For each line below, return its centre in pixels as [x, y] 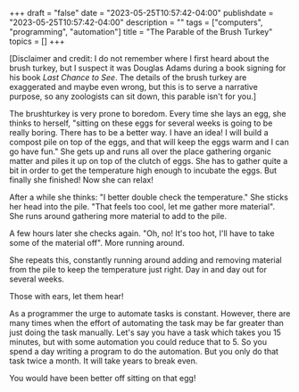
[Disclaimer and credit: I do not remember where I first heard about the [139, 58]
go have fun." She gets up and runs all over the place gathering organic [141, 151]
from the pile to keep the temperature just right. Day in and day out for [138, 269]
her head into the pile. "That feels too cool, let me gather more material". [142, 207]
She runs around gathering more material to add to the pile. [118, 216]
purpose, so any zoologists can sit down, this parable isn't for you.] [133, 96]
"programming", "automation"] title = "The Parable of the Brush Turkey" [141, 32]
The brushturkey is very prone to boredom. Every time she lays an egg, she [148, 114]
